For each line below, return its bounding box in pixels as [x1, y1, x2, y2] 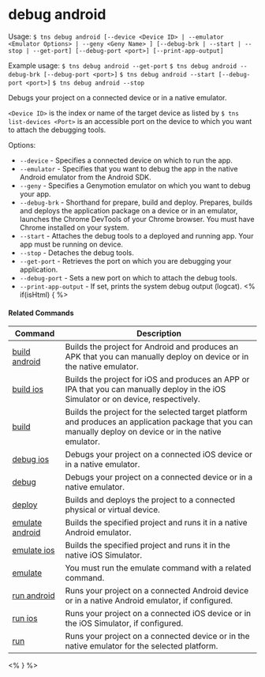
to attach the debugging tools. [8, 125, 106, 134]
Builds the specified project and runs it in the [65, 540, 231, 551]
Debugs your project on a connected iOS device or [65, 449, 253, 460]
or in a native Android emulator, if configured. [65, 595, 233, 606]
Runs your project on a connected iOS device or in [65, 608, 251, 619]
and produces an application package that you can [65, 416, 253, 427]
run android [12, 590, 55, 601]
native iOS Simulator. [65, 550, 143, 561]
